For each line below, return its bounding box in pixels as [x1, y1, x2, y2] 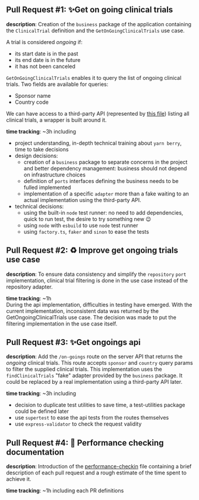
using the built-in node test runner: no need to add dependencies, [23, 209, 184, 216]
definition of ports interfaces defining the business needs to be [23, 177, 179, 184]
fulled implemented [23, 184, 71, 191]
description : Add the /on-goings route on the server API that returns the [6, 353, 183, 360]
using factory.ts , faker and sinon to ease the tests [23, 228, 150, 235]
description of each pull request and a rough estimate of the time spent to [6, 469, 187, 476]
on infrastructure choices [23, 171, 86, 178]
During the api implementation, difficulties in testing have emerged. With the [6, 301, 192, 308]
